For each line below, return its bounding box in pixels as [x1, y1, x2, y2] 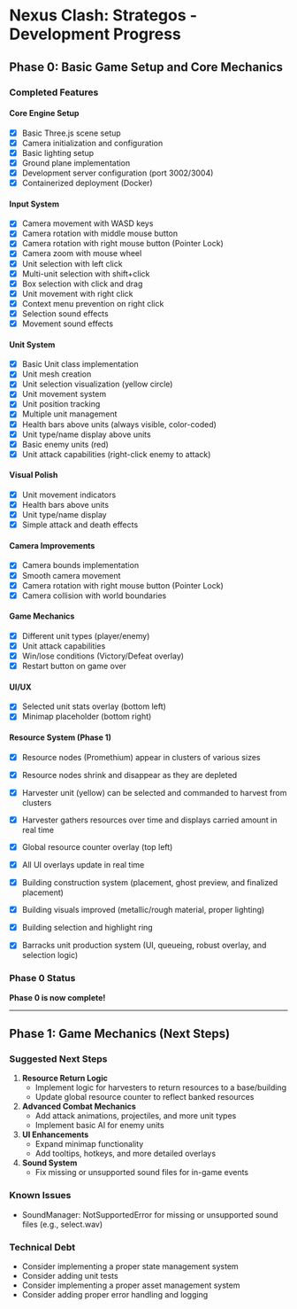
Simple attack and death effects [21, 519, 139, 530]
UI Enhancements [21, 1129, 89, 1140]
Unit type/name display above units [21, 429, 152, 440]
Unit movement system [21, 389, 107, 400]
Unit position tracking [21, 399, 101, 409]
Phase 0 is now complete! [9, 992, 106, 1002]
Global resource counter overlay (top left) [21, 841, 173, 852]
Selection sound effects [21, 308, 109, 319]
